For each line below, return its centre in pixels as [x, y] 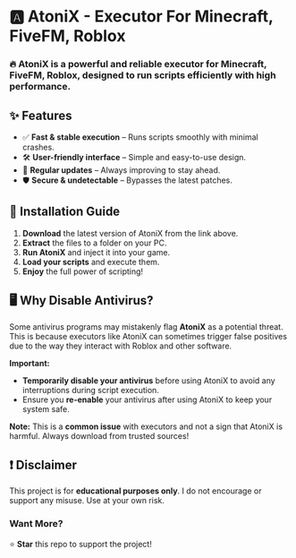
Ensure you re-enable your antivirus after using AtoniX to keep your [147, 399]
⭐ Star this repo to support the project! [80, 544]
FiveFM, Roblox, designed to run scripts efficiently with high [143, 75]
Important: [30, 363]
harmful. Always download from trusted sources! [99, 435]
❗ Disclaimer [43, 464]
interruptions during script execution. [90, 390]
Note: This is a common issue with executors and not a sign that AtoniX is [146, 426]
